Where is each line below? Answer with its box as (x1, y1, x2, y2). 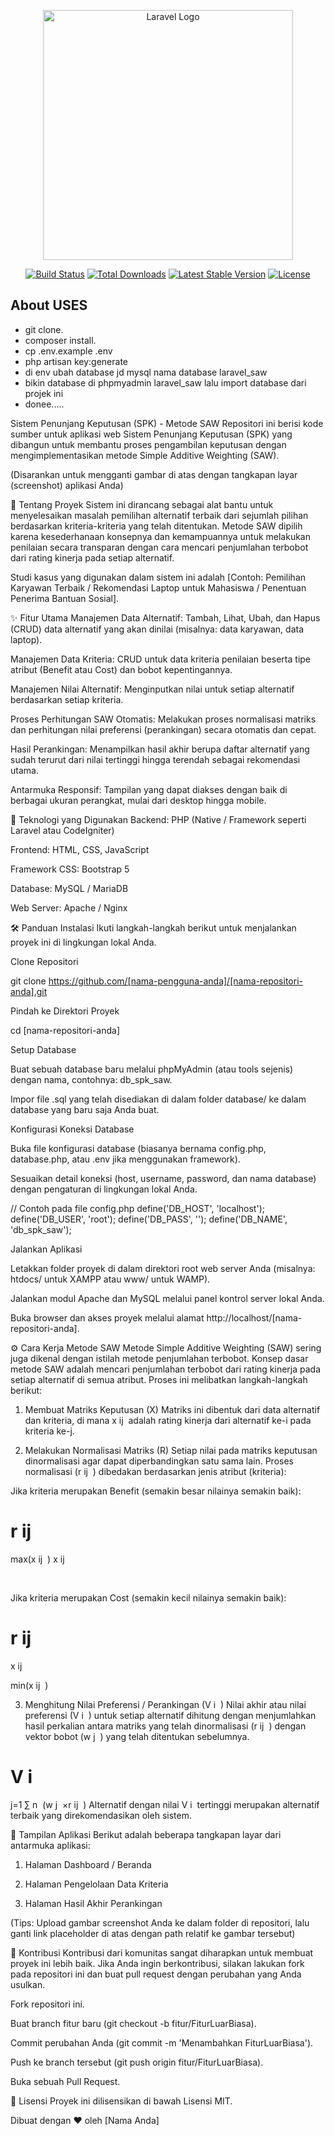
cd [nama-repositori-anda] (10, 1024, 121, 1036)
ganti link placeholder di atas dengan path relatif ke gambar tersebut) (10, 1927, 296, 1939)
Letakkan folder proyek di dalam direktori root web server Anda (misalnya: (10, 1262, 316, 1274)
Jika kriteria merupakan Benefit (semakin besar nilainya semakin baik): (10, 1485, 302, 1497)
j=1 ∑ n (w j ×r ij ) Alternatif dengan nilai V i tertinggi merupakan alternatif (10, 1798, 320, 1810)
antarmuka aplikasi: (10, 1839, 91, 1851)
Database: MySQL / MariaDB (10, 882, 129, 894)
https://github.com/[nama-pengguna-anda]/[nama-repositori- (48, 975, 303, 987)
